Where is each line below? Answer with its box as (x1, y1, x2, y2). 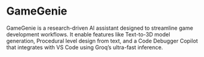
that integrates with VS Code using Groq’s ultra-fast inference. (6, 44, 163, 51)
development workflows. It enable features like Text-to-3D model (6, 30, 170, 38)
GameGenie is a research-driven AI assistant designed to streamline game (6, 24, 194, 32)
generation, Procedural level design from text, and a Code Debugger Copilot (6, 37, 199, 44)
